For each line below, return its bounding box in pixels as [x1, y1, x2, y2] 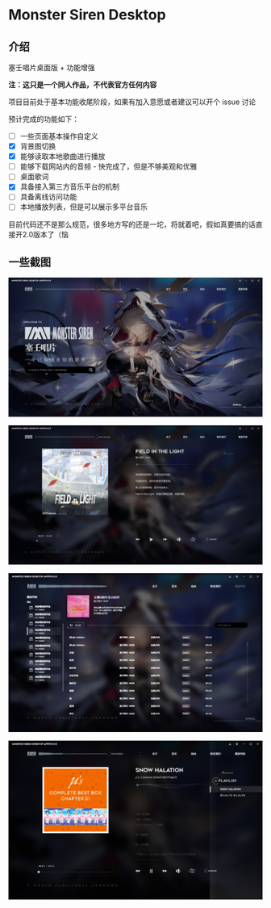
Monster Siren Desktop [8, 6, 167, 24]
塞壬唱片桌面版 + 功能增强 [8, 63, 95, 72]
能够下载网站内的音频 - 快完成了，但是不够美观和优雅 [19, 161, 198, 171]
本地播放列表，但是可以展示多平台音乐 [19, 202, 148, 211]
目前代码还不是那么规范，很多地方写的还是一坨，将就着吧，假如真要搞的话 [8, 220, 256, 229]
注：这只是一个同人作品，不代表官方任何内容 [8, 80, 157, 90]
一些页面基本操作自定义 [19, 132, 98, 140]
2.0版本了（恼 [22, 229, 69, 239]
